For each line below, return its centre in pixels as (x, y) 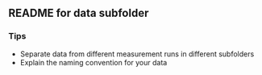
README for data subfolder (79, 13)
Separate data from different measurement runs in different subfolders (137, 54)
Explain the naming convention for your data (94, 62)
